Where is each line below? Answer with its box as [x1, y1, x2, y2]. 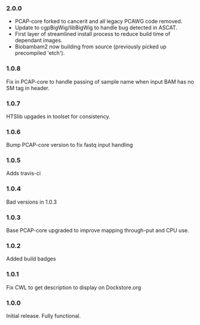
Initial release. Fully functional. [6, 312, 81, 319]
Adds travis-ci [6, 170, 41, 177]
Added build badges [6, 255, 56, 262]
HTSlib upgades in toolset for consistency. [6, 112, 110, 120]
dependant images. [14, 37, 63, 44]
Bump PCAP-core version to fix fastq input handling [6, 142, 133, 149]
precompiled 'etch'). [14, 50, 65, 57]
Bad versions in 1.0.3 [6, 198, 57, 206]
